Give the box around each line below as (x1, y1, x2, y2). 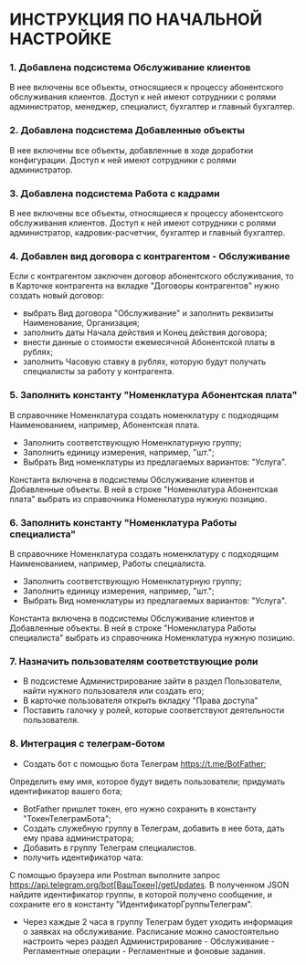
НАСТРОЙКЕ (9, 28, 112, 49)
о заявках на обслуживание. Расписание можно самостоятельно (22, 926, 280, 937)
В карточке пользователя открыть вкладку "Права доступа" (22, 695, 259, 707)
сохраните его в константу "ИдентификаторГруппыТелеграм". (9, 898, 253, 909)
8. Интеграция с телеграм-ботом (9, 738, 165, 750)
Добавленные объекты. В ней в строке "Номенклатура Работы (9, 622, 257, 634)
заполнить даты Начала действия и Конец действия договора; (22, 327, 268, 338)
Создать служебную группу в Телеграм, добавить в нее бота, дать (22, 823, 285, 834)
